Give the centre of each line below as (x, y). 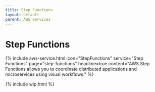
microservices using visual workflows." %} (50, 74)
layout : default (22, 15)
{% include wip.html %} (30, 84)
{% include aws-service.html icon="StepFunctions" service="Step (74, 58)
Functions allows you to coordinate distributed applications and (71, 69)
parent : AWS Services (28, 19)
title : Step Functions (29, 10)
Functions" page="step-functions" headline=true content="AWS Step (77, 64)
